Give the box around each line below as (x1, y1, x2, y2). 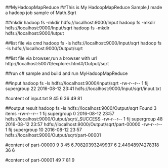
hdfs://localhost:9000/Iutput (5, 30, 64, 36)
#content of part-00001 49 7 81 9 (5, 157, 75, 163)
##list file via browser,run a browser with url (5, 55, 97, 61)
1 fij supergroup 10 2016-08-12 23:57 (5, 127, 82, 133)
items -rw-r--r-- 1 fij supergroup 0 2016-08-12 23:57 (5, 111, 115, 116)
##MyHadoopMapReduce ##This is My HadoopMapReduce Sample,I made (5, 5, 162, 10)
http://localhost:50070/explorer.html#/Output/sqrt (5, 61, 109, 66)
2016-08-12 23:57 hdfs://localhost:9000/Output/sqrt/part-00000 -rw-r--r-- (5, 121, 162, 127)
